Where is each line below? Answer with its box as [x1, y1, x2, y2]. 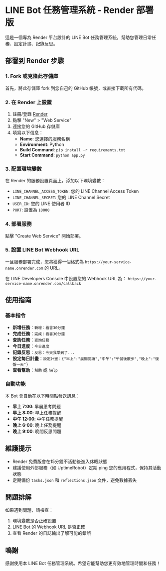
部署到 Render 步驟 [5, 57, 64, 65]
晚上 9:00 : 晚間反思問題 [12, 428, 61, 434]
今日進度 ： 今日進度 [12, 343, 50, 349]
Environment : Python [19, 141, 64, 147]
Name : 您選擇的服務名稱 [19, 135, 70, 142]
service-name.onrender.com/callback [5, 281, 81, 286]
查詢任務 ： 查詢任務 [12, 337, 50, 343]
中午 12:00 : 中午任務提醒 [12, 416, 63, 422]
